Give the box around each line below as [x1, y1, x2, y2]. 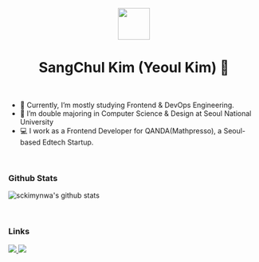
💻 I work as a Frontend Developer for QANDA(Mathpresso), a [19, 125, 222, 135]
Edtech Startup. [42, 137, 94, 147]
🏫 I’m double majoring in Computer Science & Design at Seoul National [19, 108, 252, 118]
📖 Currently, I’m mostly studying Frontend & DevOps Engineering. [19, 100, 235, 110]
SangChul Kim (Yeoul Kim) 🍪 [38, 59, 230, 77]
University [19, 117, 54, 126]
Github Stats [8, 172, 58, 183]
